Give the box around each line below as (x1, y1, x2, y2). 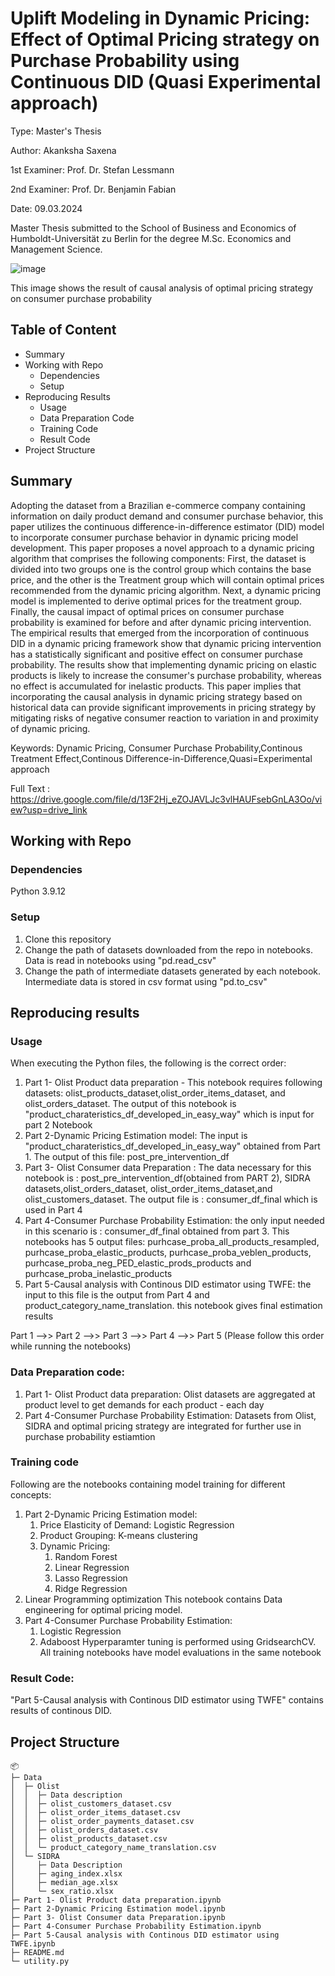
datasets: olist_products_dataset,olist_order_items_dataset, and (24, 1087, 286, 1099)
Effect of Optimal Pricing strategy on (10, 28, 320, 51)
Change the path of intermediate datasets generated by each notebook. (24, 965, 322, 977)
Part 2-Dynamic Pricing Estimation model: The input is (24, 1130, 248, 1142)
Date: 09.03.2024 (10, 202, 83, 214)
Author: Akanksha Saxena (10, 144, 117, 156)
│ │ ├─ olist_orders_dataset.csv (10, 1825, 159, 1835)
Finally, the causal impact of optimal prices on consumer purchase (10, 605, 285, 617)
